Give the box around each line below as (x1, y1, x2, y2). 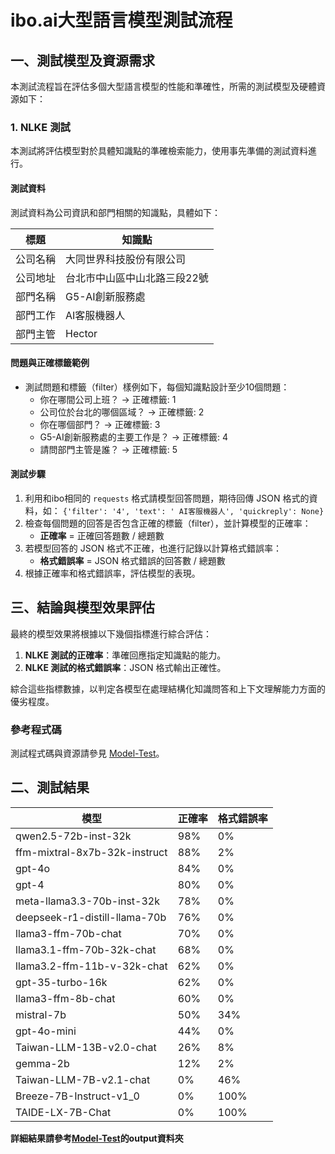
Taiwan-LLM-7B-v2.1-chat (15, 1072, 151, 1086)
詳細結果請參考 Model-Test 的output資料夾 (10, 1132, 184, 1144)
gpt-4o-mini (15, 1024, 77, 1038)
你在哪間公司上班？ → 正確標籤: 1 (39, 393, 177, 405)
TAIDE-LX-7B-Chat (15, 1105, 112, 1119)
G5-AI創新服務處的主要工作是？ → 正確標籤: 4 (39, 431, 228, 443)
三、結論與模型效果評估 (10, 599, 155, 616)
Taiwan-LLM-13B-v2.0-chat (15, 1040, 157, 1054)
